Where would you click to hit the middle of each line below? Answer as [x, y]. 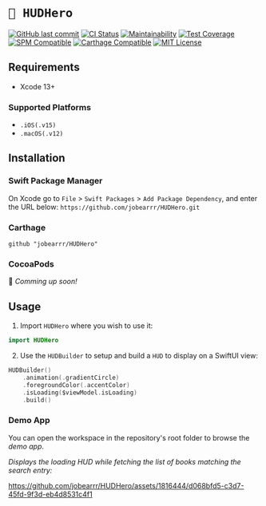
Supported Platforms [50, 107]
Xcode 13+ [38, 86]
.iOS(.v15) [38, 125]
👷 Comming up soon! [43, 282]
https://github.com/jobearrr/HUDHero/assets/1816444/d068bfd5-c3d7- [126, 485]
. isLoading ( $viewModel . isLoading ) [80, 393]
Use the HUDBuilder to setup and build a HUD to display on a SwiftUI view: [139, 356]
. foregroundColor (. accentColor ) [76, 385]
